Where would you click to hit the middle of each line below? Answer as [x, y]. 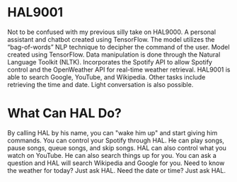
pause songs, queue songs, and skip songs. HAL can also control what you [117, 148]
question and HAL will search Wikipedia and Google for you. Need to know [116, 163]
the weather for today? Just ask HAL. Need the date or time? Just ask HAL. [117, 170]
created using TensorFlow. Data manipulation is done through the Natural [114, 55]
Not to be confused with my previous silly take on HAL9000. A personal [112, 32]
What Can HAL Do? [65, 113]
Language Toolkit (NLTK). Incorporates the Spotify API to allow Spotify [110, 62]
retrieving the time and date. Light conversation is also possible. [100, 84]
